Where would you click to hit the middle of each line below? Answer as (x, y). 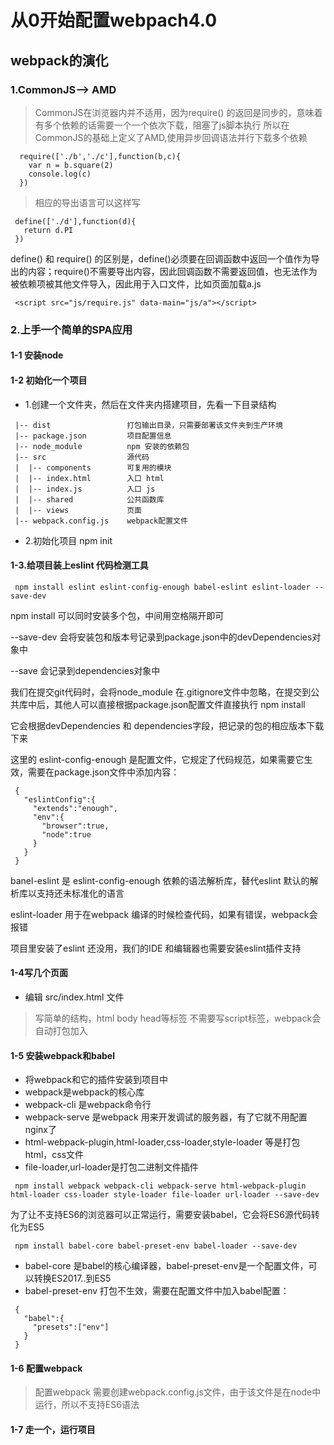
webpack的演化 (59, 60)
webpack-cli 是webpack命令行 (88, 1105)
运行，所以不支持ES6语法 (87, 1405)
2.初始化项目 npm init (68, 540)
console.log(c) (60, 174)
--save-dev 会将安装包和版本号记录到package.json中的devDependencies (161, 637)
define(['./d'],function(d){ (75, 221)
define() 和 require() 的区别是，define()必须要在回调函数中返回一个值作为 (161, 258)
